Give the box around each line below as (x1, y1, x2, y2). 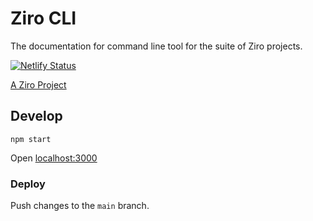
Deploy (10, 177, 46, 191)
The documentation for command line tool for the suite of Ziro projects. (10, 40, 303, 52)
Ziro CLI (10, 7, 77, 30)
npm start (10, 134, 52, 144)
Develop (10, 108, 63, 125)
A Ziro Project (10, 78, 67, 91)
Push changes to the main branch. (10, 200, 150, 212)
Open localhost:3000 (10, 152, 98, 164)
